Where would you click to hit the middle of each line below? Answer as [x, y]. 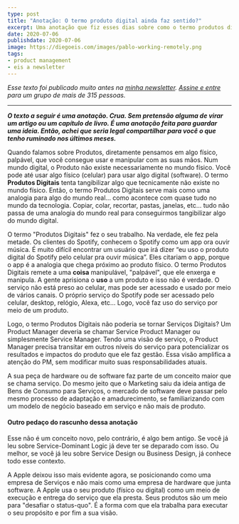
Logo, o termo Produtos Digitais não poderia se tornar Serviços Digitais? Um [119, 324]
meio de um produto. [38, 310]
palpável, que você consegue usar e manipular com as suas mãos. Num [113, 160]
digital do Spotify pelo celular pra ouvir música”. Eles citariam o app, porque [118, 257]
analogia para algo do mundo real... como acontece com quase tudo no [112, 198]
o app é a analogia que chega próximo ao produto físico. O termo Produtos [117, 264]
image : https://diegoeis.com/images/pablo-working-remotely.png [105, 47]
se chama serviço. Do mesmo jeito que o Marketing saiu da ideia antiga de [117, 383]
